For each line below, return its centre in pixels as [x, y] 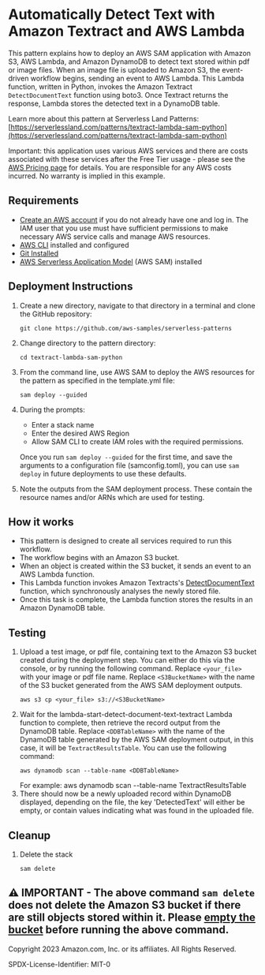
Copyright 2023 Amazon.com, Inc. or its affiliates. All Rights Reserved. [122, 949]
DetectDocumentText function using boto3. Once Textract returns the [118, 95]
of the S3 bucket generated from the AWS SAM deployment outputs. [131, 685]
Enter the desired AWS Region [80, 433]
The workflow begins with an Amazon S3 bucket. [99, 558]
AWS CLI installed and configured [74, 245]
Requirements [43, 201]
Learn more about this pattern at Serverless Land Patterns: [104, 118]
